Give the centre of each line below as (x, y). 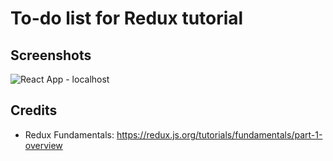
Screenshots (51, 55)
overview (43, 145)
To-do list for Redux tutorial (127, 18)
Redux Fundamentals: (69, 134)
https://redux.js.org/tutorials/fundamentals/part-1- (219, 134)
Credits (34, 110)
